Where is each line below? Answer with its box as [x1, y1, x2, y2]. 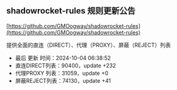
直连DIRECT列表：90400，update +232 [15, 61, 116, 69]
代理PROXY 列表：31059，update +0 [15, 69, 109, 77]
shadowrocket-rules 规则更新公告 [6, 5, 135, 16]
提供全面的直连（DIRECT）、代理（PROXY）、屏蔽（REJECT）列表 [6, 41, 171, 49]
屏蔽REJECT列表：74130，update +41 [15, 77, 111, 84]
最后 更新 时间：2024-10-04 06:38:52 [15, 54, 111, 61]
